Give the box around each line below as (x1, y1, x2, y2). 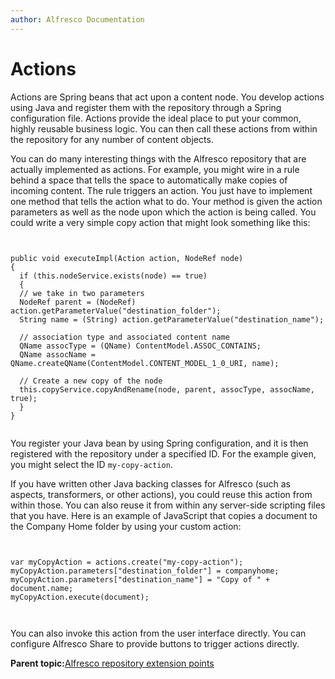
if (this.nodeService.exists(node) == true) (19, 271, 208, 281)
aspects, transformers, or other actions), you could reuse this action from (10, 488, 313, 500)
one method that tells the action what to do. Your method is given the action (10, 195, 323, 207)
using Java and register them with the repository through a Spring (10, 101, 282, 113)
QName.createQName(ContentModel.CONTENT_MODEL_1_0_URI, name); (10, 358, 280, 368)
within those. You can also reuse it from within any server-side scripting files (10, 499, 326, 511)
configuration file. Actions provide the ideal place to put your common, (10, 112, 302, 124)
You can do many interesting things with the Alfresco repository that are (10, 152, 307, 165)
